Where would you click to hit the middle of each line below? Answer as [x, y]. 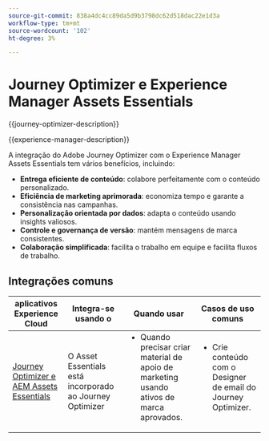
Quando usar [159, 314]
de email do [234, 387]
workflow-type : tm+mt [44, 23]
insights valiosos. [48, 222]
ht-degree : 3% [32, 38]
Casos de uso [228, 308]
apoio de [157, 367]
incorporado [91, 386]
